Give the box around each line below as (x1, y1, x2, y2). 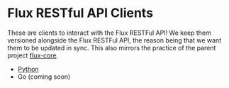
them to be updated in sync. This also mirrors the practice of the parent (7, 43, 216, 52)
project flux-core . (7, 51, 59, 60)
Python (17, 65, 39, 73)
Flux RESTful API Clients (7, 5, 154, 21)
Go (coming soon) (17, 72, 71, 81)
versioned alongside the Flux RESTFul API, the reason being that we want (7, 35, 222, 44)
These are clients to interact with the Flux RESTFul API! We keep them (7, 28, 211, 37)
